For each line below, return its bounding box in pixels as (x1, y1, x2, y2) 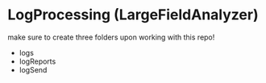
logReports (19, 56, 56, 66)
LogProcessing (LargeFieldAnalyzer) (7, 6, 259, 24)
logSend (19, 64, 48, 74)
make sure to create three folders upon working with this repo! (7, 32, 215, 42)
